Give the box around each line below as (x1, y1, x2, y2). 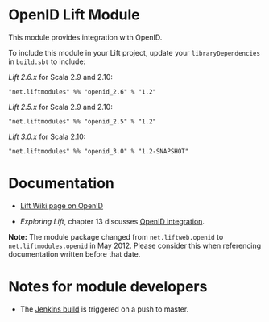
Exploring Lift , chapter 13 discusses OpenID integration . (19, 216, 205, 226)
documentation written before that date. (8, 249, 141, 259)
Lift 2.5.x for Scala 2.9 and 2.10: (8, 102, 113, 111)
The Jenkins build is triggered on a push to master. (19, 304, 189, 314)
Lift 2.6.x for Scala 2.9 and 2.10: (8, 72, 113, 82)
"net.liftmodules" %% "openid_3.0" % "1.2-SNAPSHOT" (8, 147, 189, 155)
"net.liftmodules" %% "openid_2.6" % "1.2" (8, 87, 157, 96)
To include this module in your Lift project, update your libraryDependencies (8, 48, 260, 57)
